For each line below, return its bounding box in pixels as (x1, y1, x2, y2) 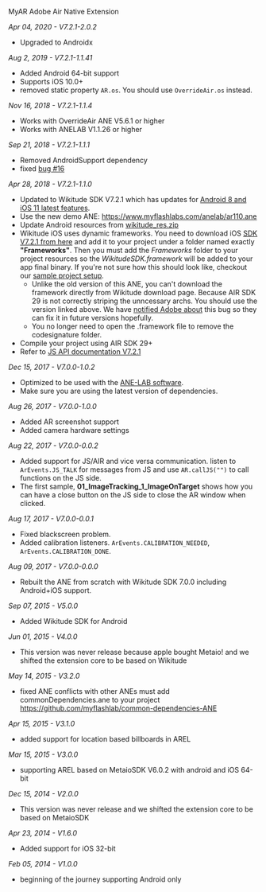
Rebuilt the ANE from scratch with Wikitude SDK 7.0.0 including (19, 577, 227, 586)
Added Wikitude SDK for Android (19, 617, 128, 625)
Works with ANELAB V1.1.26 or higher (19, 125, 143, 134)
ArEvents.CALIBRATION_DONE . (19, 547, 111, 555)
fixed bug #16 (19, 164, 65, 173)
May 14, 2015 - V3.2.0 (8, 672, 80, 680)
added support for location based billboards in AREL (19, 734, 191, 743)
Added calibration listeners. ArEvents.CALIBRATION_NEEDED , (19, 538, 210, 547)
